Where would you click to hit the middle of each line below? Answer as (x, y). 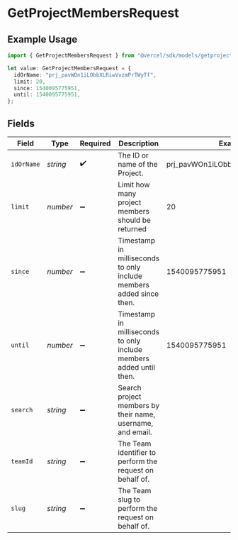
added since (138, 294)
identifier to (137, 452)
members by (139, 405)
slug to (129, 500)
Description (139, 143)
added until (137, 367)
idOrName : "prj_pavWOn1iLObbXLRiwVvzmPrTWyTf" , (85, 75)
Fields (21, 123)
